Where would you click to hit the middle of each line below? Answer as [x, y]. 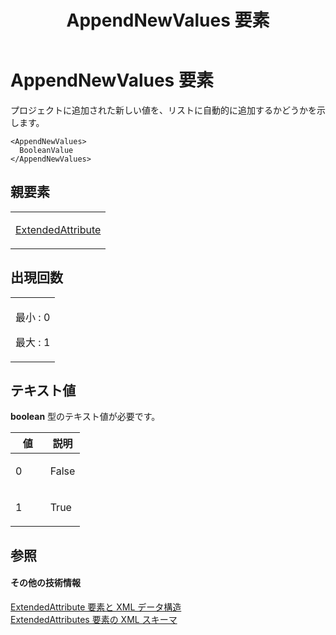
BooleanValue [46, 150]
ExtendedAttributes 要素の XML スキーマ [94, 619]
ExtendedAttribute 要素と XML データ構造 [96, 607]
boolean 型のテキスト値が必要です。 [85, 417]
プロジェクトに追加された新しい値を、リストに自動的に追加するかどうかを [163, 110]
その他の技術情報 [45, 583]
